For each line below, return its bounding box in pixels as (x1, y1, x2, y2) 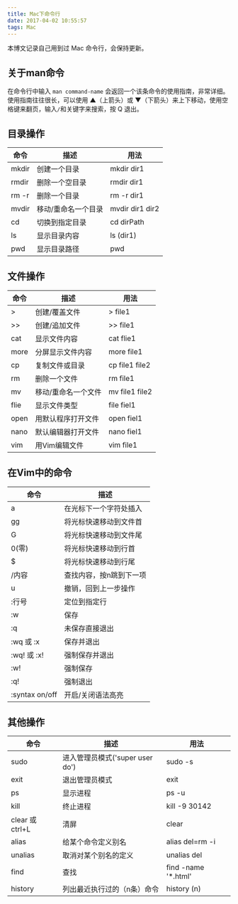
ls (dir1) (109, 230, 137, 240)
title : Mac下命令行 (7, 10, 61, 18)
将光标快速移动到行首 (64, 543, 136, 553)
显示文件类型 (35, 400, 78, 410)
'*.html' (166, 871, 192, 881)
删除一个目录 (36, 191, 80, 200)
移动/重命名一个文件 (35, 387, 102, 397)
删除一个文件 (35, 374, 78, 384)
